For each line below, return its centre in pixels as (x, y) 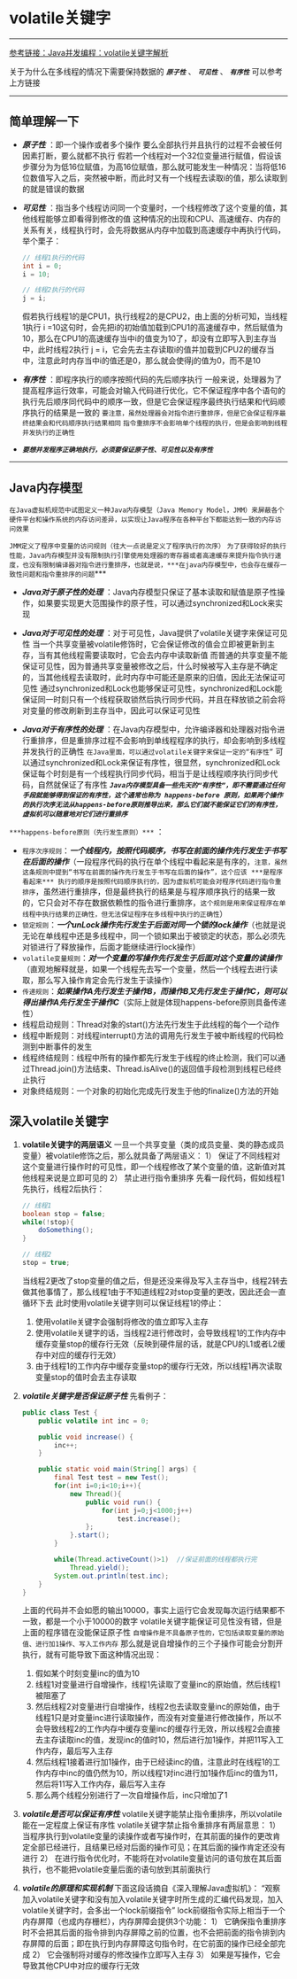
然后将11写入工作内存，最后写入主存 (100, 1784)
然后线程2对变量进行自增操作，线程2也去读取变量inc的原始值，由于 (158, 1707)
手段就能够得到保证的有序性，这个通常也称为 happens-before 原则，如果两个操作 (152, 795)
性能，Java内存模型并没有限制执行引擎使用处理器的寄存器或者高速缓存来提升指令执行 (142, 555)
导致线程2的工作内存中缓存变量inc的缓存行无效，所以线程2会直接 (162, 1729)
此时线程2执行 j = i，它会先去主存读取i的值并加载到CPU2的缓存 (152, 350)
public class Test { (60, 1412)
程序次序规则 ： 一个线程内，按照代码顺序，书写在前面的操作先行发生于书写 (154, 850)
